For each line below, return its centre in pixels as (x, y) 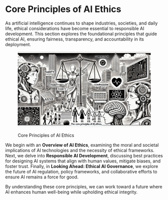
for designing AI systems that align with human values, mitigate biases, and (83, 161)
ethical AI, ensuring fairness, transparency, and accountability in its (75, 39)
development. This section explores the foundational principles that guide (81, 34)
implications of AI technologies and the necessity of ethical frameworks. (80, 150)
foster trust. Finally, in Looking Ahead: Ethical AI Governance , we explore (82, 166)
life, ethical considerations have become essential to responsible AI (75, 28)
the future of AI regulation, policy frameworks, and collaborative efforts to (81, 172)
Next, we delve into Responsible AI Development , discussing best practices (84, 156)
